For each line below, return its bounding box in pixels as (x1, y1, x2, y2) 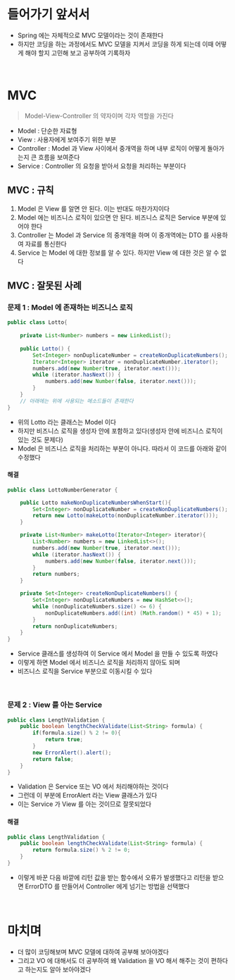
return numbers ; (32, 571, 80, 578)
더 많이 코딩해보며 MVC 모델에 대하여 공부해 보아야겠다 (17, 948, 169, 956)
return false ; (32, 755, 74, 762)
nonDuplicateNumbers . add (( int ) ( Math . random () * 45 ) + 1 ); (44, 610, 222, 617)
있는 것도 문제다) (17, 435, 63, 444)
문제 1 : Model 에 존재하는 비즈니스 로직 (7, 303, 134, 312)
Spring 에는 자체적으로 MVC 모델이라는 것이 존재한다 (17, 31, 164, 39)
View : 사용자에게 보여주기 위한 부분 (17, 135, 117, 144)
